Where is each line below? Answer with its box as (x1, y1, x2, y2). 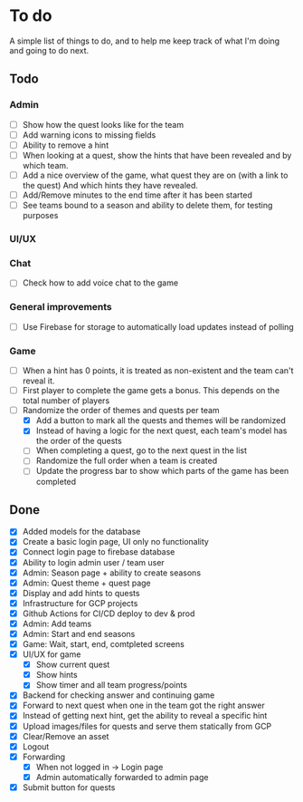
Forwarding (22, 751, 66, 762)
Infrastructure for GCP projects (22, 597, 138, 608)
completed (35, 476, 77, 487)
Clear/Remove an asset (22, 730, 109, 741)
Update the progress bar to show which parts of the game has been (35, 466, 289, 477)
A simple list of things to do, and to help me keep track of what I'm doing (9, 35, 280, 46)
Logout (22, 740, 50, 752)
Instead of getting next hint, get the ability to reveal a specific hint (22, 710, 268, 721)
